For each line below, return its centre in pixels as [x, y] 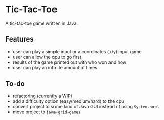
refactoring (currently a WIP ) [42, 96]
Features [19, 39]
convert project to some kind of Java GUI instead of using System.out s [86, 106]
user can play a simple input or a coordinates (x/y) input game [77, 51]
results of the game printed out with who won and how [69, 62]
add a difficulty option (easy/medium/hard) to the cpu [68, 101]
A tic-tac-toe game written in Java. [42, 23]
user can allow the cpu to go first [47, 57]
